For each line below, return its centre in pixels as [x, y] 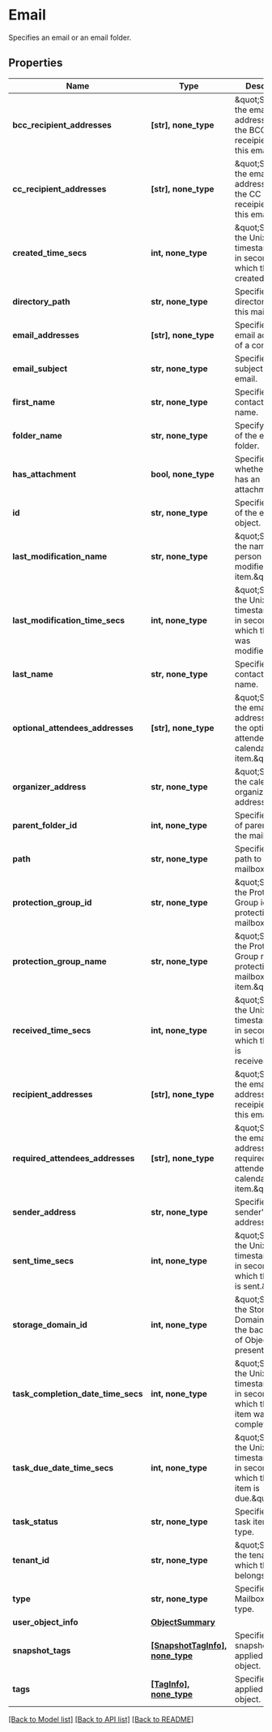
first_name [34, 402]
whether [251, 469]
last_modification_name [60, 556]
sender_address [45, 1212]
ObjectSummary [183, 1622]
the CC [248, 194]
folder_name [37, 435]
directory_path [41, 301]
